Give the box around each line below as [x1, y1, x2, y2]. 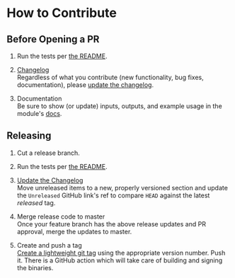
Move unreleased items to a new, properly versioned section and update [16, 183, 228, 192]
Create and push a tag [16, 241, 82, 249]
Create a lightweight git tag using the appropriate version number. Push [16, 248, 226, 257]
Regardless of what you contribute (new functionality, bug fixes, [16, 73, 204, 81]
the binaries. [16, 263, 54, 272]
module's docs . [16, 110, 62, 117]
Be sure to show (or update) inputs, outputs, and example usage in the [16, 102, 222, 110]
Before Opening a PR [6, 33, 100, 45]
